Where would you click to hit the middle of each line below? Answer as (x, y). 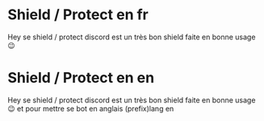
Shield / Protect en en (81, 78)
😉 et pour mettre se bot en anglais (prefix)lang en (91, 108)
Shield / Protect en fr (78, 15)
